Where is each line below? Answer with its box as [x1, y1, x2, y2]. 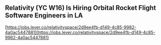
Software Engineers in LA [5, 12, 83, 20]
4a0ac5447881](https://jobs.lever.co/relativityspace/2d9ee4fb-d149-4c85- [5, 29, 156, 35]
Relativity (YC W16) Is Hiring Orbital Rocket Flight [5, 4, 156, 12]
